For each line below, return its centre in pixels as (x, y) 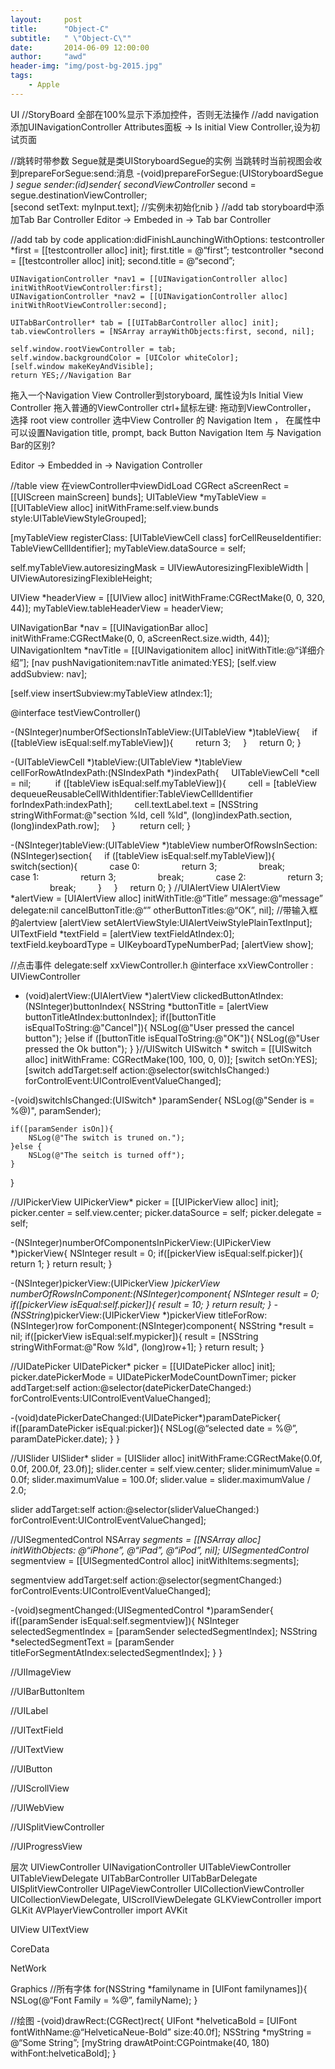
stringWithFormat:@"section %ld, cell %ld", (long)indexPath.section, (151, 815)
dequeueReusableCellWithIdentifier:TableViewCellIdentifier (131, 793)
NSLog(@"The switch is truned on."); (107, 1137)
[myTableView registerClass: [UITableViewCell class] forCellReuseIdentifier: (166, 537)
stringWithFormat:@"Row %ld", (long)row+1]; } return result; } (137, 1347)
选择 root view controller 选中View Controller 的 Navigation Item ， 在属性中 (166, 420)
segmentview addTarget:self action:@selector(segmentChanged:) (146, 1580)
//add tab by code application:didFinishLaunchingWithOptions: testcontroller (167, 239)
